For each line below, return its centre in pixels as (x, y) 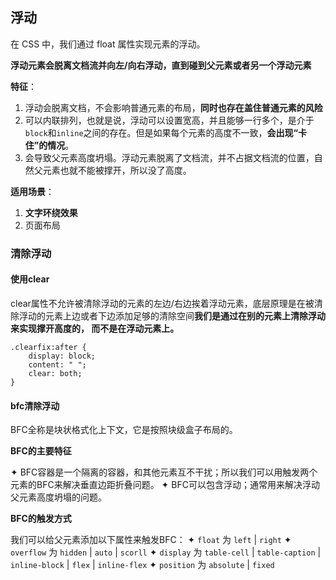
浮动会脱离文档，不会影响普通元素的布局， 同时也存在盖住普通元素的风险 (173, 107)
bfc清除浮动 (35, 405)
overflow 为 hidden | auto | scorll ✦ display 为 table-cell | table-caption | (166, 552)
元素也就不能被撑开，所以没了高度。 (117, 170)
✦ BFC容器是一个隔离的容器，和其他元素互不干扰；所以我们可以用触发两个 (164, 472)
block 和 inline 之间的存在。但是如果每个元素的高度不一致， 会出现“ (161, 132)
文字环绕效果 (51, 212)
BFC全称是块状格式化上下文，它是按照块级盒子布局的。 (124, 430)
